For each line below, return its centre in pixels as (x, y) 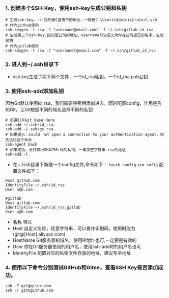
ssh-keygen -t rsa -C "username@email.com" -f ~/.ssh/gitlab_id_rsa (79, 30)
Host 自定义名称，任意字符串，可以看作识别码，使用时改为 (74, 228)
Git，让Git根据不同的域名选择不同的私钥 (51, 109)
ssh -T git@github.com (29, 291)
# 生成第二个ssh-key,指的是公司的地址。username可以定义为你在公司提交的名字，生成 (84, 35)
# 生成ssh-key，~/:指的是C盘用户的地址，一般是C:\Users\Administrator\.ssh (81, 20)
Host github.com (22, 180)
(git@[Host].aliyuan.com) (39, 234)
